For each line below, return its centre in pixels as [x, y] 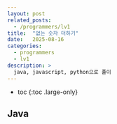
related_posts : [29, 20]
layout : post [26, 14]
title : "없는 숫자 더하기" [43, 33]
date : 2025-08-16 [36, 40]
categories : [25, 46]
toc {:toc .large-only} [48, 92]
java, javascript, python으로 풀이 [63, 72]
